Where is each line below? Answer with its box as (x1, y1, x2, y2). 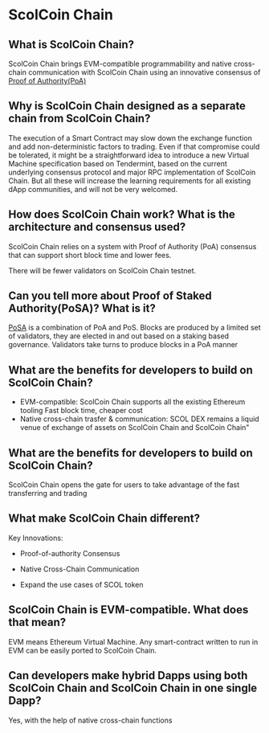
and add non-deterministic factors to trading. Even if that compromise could (8, 141, 260, 151)
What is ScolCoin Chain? (8, 38, 135, 51)
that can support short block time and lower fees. (8, 250, 172, 260)
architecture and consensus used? (8, 220, 186, 234)
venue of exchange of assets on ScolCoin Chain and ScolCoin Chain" (19, 423, 250, 432)
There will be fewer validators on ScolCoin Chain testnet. (8, 265, 197, 275)
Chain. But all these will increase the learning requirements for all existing (8, 175, 251, 186)
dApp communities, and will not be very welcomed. (8, 184, 178, 194)
